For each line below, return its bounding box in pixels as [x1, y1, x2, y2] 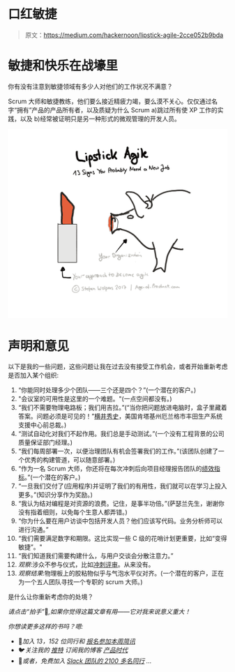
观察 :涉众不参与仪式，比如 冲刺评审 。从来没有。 [17, 560, 155, 569]
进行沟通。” [17, 525, 49, 534]
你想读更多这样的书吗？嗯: [8, 622, 84, 631]
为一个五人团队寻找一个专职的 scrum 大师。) [17, 578, 143, 586]
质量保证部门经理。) [17, 438, 73, 447]
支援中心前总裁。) [17, 421, 67, 429]
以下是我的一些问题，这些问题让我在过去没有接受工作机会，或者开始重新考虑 [8, 362, 228, 371]
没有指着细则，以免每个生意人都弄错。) [17, 508, 128, 516]
